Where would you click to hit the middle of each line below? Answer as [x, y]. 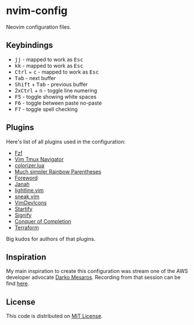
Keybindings [30, 45]
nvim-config [37, 11]
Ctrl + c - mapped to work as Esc [57, 72]
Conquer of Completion [43, 221]
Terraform [27, 227]
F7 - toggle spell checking [46, 109]
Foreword [26, 178]
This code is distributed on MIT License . [54, 316]
